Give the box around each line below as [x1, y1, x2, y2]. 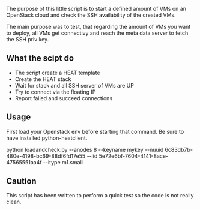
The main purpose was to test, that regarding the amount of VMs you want [6, 23, 191, 30]
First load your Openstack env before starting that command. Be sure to [6, 128, 184, 135]
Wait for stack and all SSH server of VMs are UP [14, 82, 134, 89]
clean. [6, 198, 22, 206]
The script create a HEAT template [14, 69, 100, 76]
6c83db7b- [165, 146, 193, 153]
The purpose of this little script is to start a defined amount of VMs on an [6, 5, 186, 12]
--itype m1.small [43, 158, 83, 166]
